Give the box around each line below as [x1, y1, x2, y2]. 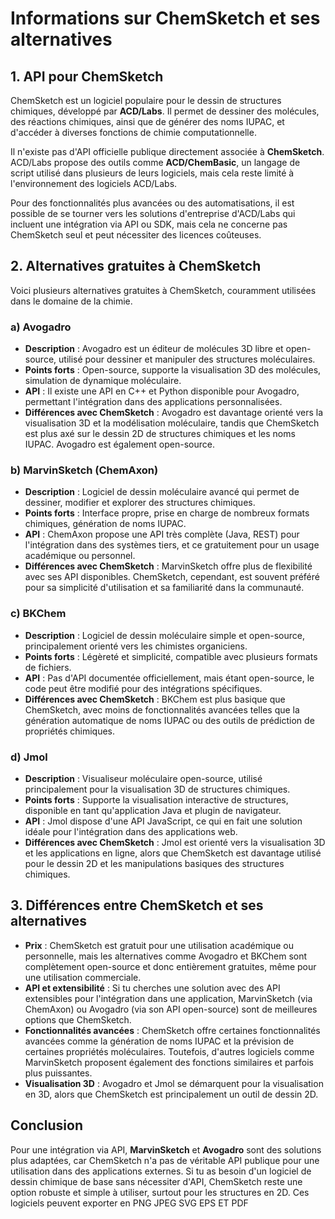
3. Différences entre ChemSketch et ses [10, 897, 264, 914]
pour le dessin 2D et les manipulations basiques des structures [24, 858, 285, 869]
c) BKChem [10, 607, 67, 621]
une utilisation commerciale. [24, 971, 142, 983]
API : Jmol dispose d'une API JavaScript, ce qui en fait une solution [24, 815, 303, 827]
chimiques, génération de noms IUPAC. [24, 518, 187, 530]
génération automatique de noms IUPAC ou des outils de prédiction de [24, 714, 315, 726]
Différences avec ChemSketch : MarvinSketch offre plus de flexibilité [24, 560, 313, 572]
